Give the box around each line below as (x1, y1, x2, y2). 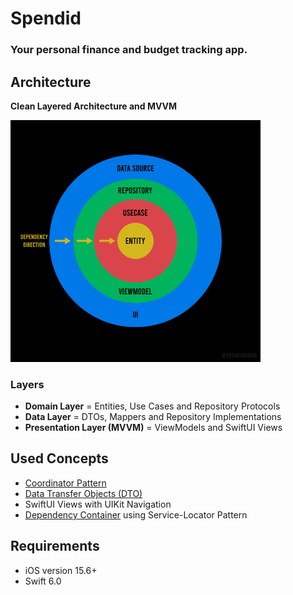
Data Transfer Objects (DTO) (24, 487, 143, 499)
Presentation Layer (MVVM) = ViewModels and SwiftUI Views (24, 422, 283, 433)
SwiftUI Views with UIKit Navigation (24, 498, 172, 510)
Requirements (10, 538, 100, 555)
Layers (10, 377, 45, 391)
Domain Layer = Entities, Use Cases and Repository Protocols (24, 400, 281, 412)
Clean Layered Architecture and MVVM (10, 100, 178, 112)
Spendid (10, 7, 82, 30)
